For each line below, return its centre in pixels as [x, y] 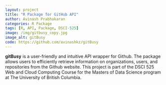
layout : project [22, 10]
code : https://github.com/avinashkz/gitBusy [52, 42]
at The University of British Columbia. [43, 77]
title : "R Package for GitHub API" [42, 14]
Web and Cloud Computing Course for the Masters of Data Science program [83, 72]
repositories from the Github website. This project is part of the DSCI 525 [80, 67]
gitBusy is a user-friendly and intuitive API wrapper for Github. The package [83, 56]
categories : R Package [28, 24]
